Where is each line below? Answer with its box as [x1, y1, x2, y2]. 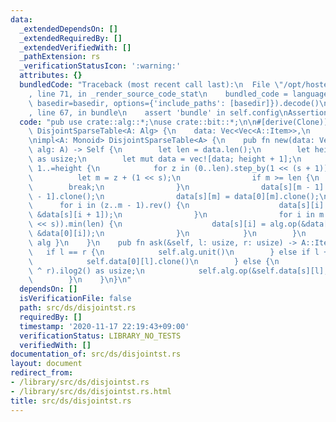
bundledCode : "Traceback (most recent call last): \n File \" [19, 80, 284, 90]
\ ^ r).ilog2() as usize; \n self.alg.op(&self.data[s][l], [28, 266, 329, 276]
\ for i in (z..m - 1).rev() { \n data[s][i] [28, 201, 325, 211]
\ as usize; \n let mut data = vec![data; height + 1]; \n [28, 154, 302, 164]
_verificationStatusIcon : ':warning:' [19, 61, 182, 71]
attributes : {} [19, 71, 83, 81]
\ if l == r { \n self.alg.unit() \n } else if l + [28, 247, 329, 257]
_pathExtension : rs [19, 52, 101, 62]
